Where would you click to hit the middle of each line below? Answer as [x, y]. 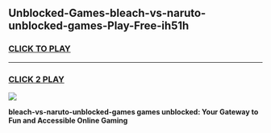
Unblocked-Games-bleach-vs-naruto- [107, 13]
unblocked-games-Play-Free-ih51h [99, 26]
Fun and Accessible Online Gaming [68, 120]
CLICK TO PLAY [40, 49]
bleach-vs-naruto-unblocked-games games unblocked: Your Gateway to [133, 111]
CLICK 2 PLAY [36, 79]
